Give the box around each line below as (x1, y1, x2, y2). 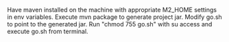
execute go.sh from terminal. (7, 27, 88, 35)
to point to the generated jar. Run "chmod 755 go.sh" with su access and (7, 20, 213, 28)
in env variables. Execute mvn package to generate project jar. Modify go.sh (7, 13, 223, 21)
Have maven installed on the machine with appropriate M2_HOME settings (7, 6, 217, 14)
